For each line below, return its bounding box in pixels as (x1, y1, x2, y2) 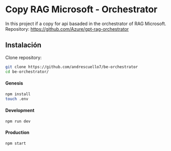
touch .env (5, 96, 29, 101)
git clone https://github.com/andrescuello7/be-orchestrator (5, 64, 138, 70)
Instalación (5, 41, 42, 50)
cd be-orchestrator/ (5, 69, 50, 74)
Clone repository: (5, 54, 42, 60)
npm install (5, 91, 31, 97)
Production (5, 130, 30, 136)
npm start (5, 141, 27, 146)
